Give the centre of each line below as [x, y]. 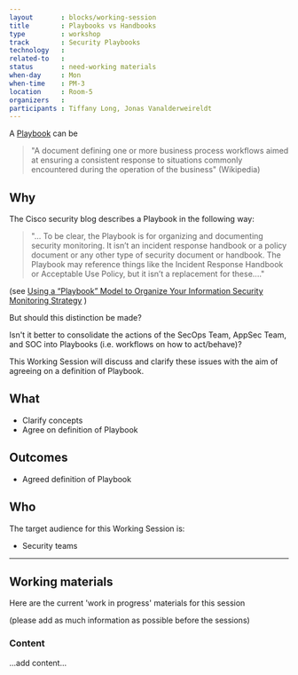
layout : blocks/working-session [83, 17]
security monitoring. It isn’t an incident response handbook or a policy [159, 246]
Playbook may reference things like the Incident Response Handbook [157, 265]
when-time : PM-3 [47, 83]
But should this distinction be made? [75, 318]
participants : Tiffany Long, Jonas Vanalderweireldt [111, 108]
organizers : [37, 100]
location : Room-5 [51, 91]
